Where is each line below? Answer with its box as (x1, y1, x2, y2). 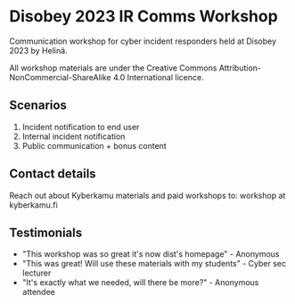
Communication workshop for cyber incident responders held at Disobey (9, 36, 277, 46)
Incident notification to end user (21, 121, 140, 132)
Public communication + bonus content (21, 140, 167, 151)
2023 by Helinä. (9, 45, 69, 55)
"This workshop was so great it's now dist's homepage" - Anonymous (21, 249, 280, 259)
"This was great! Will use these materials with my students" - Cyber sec (21, 259, 287, 269)
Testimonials (9, 225, 83, 240)
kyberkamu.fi (9, 199, 58, 210)
